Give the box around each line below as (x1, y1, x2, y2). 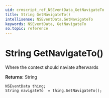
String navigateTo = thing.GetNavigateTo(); (5, 88, 102, 93)
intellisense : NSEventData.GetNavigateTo (5, 17, 93, 22)
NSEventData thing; (5, 84, 46, 89)
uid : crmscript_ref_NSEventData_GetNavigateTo (5, 7, 104, 13)
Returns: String (5, 74, 38, 80)
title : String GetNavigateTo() (5, 12, 71, 17)
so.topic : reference (5, 26, 49, 31)
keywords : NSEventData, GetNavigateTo (5, 21, 86, 27)
